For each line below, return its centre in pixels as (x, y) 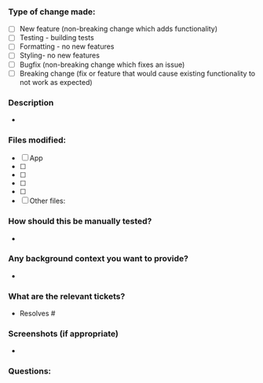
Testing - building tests (57, 38)
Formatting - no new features (67, 46)
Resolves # (37, 314)
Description (31, 102)
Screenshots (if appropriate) (64, 334)
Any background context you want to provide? (98, 259)
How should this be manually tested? (80, 221)
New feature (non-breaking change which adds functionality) (119, 29)
